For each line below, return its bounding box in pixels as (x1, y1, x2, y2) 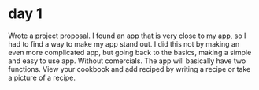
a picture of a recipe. (8, 73, 76, 82)
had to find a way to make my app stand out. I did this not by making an (8, 39, 240, 48)
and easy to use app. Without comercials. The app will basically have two (8, 56, 246, 66)
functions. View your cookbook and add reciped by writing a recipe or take (8, 64, 251, 73)
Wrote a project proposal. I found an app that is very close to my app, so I (8, 31, 246, 40)
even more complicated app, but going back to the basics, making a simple (8, 47, 252, 57)
